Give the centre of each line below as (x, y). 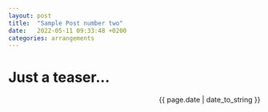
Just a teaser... (59, 78)
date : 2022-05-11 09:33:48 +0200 (68, 30)
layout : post (30, 16)
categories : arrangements (51, 38)
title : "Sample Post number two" (66, 23)
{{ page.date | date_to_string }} (210, 100)
